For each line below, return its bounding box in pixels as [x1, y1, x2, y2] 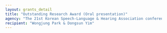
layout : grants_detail [5, 7, 52, 12]
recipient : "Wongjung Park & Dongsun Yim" [5, 20, 94, 26]
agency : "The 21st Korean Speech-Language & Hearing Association [5, 16, 143, 21]
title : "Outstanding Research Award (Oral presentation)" [5, 12, 128, 16]
